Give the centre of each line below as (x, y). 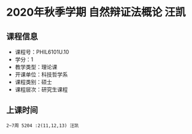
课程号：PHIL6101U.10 (42, 52)
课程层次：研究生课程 (41, 90)
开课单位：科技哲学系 (41, 75)
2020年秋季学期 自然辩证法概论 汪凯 (96, 12)
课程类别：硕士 (33, 82)
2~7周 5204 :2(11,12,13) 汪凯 (43, 126)
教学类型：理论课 (36, 67)
